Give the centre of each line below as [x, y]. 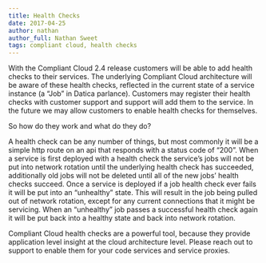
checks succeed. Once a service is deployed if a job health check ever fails [133, 184]
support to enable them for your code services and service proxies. [119, 251]
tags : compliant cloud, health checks [73, 46]
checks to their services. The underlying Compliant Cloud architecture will [130, 77]
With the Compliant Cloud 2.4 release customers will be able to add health [131, 68]
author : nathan [34, 30]
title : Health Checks [44, 16]
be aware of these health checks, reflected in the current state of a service [131, 86]
